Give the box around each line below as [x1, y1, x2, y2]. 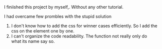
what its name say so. [11, 38, 55, 44]
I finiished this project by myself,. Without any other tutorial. [4, 4, 124, 10]
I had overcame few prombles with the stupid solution [4, 14, 112, 19]
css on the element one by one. [11, 28, 74, 33]
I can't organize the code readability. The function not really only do [11, 33, 147, 39]
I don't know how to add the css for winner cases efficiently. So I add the [11, 23, 158, 29]
